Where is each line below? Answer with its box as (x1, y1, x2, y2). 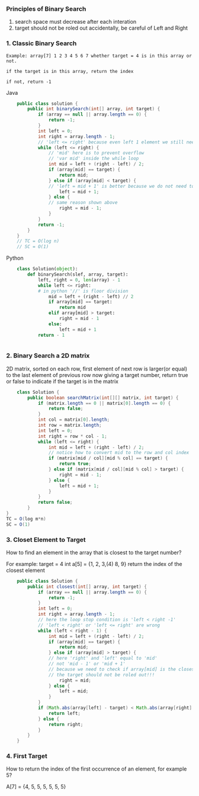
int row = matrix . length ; (37, 423, 102, 429)
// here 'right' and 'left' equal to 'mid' (48, 656, 158, 661)
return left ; (48, 710, 81, 716)
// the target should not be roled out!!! (48, 672, 155, 677)
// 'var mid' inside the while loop (48, 156, 139, 162)
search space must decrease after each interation (14, 18, 137, 25)
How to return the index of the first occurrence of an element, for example (6, 765, 187, 772)
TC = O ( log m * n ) (6, 516, 46, 522)
